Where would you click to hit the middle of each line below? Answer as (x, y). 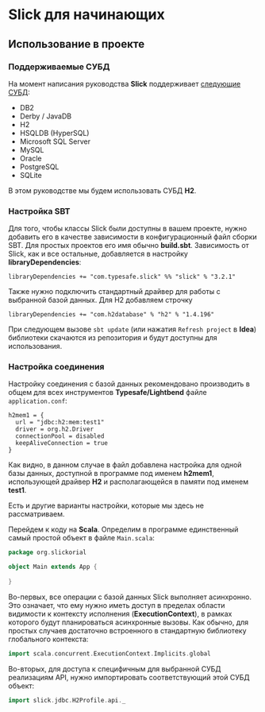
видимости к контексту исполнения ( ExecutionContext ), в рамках (120, 613)
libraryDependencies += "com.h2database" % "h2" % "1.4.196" (111, 315)
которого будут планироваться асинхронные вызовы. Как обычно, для (129, 622)
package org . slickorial (48, 553)
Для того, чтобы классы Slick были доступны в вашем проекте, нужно (128, 229)
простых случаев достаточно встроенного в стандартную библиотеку (128, 630)
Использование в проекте (77, 44)
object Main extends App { (53, 567)
